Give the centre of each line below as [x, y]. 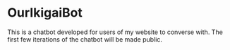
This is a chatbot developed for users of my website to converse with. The [115, 32]
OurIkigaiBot [45, 13]
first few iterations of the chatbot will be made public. [85, 39]
